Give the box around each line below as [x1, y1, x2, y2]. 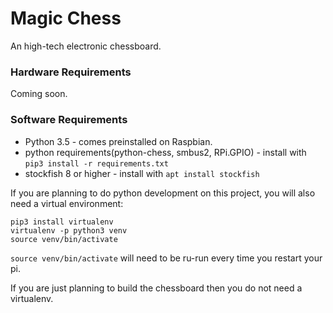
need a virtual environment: [10, 197, 124, 209]
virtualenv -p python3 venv [10, 225, 128, 236]
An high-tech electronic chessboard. [10, 40, 162, 52]
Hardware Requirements [10, 65, 132, 79]
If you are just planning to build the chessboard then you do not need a [10, 282, 303, 294]
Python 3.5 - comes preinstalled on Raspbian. [24, 135, 213, 147]
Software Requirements [10, 113, 128, 127]
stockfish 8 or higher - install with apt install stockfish [24, 167, 260, 179]
